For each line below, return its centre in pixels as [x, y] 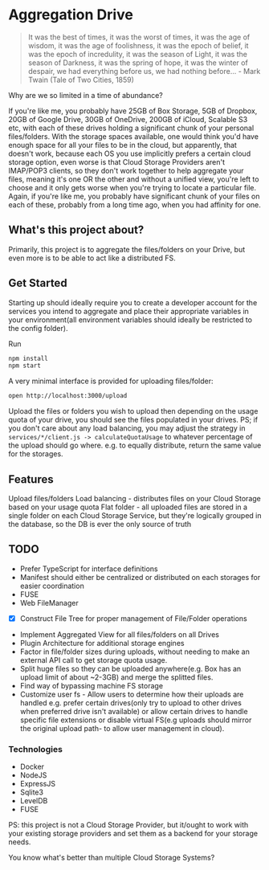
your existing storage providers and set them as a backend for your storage [133, 834]
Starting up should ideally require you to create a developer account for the [133, 302]
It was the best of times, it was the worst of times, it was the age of [139, 37]
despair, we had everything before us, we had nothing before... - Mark [144, 71]
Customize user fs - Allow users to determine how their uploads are [132, 694]
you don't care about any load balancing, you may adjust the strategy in [127, 428]
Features [31, 479]
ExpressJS [38, 784]
